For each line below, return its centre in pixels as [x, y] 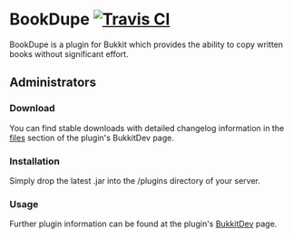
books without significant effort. [69, 53]
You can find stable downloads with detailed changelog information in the [147, 128]
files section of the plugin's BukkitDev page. [92, 138]
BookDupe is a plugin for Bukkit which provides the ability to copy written [146, 44]
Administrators [53, 83]
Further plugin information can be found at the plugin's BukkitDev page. [143, 224]
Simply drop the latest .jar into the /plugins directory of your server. [135, 180]
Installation [35, 161]
